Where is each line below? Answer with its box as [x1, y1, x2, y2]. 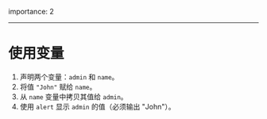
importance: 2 [8, 7, 54, 16]
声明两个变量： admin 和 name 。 [19, 71, 119, 82]
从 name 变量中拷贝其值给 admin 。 [19, 91, 129, 102]
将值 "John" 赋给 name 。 [19, 82, 97, 91]
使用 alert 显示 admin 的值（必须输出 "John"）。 [19, 102, 176, 111]
